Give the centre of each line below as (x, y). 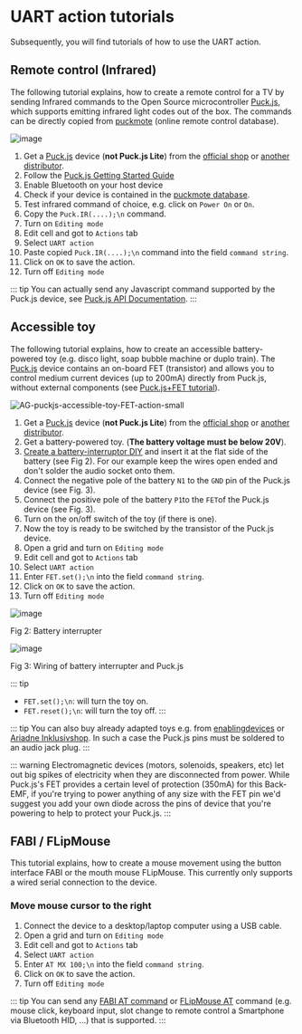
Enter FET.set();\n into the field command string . (113, 576)
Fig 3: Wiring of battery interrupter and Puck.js (97, 665)
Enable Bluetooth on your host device (93, 185)
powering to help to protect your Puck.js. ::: (90, 813)
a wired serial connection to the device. (84, 882)
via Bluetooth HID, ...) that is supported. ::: (88, 1020)
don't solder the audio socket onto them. (99, 470)
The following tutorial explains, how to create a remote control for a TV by (147, 91)
